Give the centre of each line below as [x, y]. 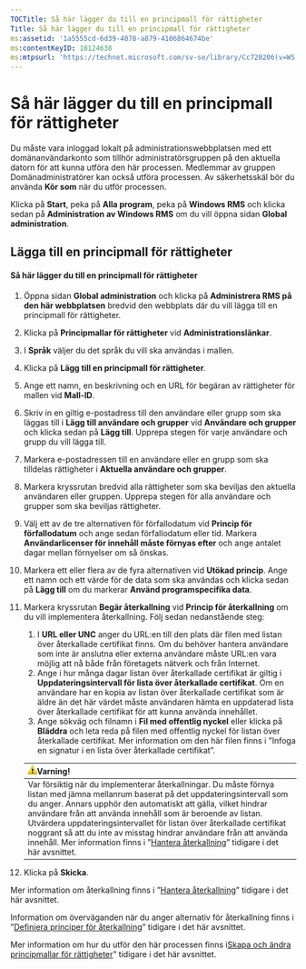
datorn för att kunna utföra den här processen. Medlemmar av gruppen [143, 167]
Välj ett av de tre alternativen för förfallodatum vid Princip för [138, 524]
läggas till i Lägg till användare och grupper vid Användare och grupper [160, 422]
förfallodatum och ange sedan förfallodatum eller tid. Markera [140, 533]
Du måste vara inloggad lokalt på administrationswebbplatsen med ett [141, 148]
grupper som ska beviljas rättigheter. [92, 505]
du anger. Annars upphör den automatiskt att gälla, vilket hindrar [148, 804]
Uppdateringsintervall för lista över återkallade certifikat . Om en [161, 683]
